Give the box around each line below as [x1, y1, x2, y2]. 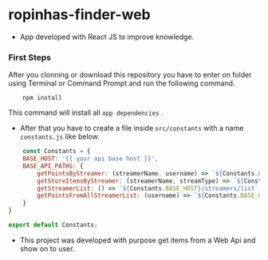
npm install [22, 94, 62, 102]
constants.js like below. [19, 132, 100, 141]
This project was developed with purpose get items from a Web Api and [19, 235, 256, 245]
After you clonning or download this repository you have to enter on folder [8, 70, 252, 80]
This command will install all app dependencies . [8, 108, 164, 117]
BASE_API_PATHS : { [22, 162, 84, 170]
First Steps [8, 52, 52, 63]
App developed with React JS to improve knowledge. [19, 32, 195, 41]
